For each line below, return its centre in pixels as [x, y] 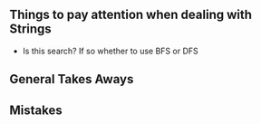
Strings [30, 29]
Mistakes [36, 110]
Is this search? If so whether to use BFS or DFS [110, 51]
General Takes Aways [72, 79]
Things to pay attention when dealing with [130, 15]
